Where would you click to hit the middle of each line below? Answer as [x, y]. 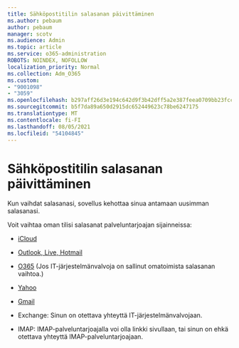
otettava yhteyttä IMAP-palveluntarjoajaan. [80, 337]
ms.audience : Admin [36, 41]
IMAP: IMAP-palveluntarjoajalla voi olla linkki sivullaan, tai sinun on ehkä [123, 329]
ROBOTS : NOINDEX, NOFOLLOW [47, 61]
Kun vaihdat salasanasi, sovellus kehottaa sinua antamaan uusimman [108, 203]
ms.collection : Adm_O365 [44, 73]
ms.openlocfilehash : [38, 101]
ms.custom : [23, 80]
